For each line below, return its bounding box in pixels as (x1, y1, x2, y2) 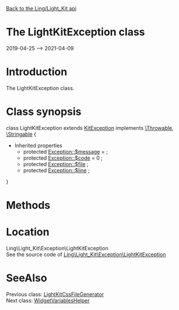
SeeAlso (6, 271, 48, 285)
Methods (6, 199, 51, 212)
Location (6, 225, 50, 239)
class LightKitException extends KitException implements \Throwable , (6, 124, 174, 131)
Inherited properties (14, 142, 62, 149)
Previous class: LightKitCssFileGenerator (6, 291, 104, 298)
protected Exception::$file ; (23, 160, 89, 167)
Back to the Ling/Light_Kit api (6, 5, 77, 12)
